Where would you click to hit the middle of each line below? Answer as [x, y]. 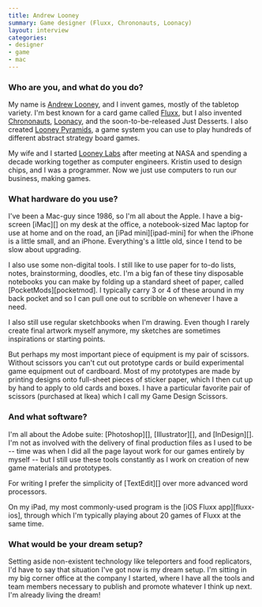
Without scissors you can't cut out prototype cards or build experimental [126, 363]
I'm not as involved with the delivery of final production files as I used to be [130, 443]
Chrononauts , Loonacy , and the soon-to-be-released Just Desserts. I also [128, 121]
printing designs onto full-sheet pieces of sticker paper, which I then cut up [131, 379]
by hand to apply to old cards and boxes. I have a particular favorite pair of [129, 388]
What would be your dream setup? [76, 544]
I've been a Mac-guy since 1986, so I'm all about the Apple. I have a [118, 216]
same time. [26, 523]
